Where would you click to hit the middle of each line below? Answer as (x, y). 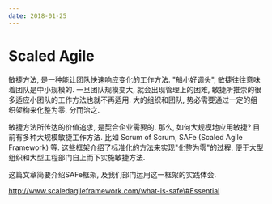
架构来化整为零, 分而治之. (57, 109)
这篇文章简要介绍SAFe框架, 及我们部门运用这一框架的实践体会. (113, 174)
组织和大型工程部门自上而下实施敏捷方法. (77, 157)
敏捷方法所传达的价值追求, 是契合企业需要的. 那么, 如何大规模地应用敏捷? (130, 127)
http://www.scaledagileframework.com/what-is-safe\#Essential (114, 190)
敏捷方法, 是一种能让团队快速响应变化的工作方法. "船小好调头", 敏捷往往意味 (134, 79)
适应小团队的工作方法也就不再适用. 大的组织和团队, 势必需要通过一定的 (133, 100)
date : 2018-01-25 (38, 16)
